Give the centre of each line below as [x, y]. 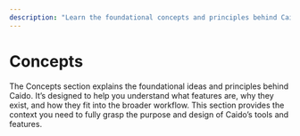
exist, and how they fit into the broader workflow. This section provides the [147, 105]
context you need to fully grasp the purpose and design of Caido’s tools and [149, 114]
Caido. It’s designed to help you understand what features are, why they [142, 95]
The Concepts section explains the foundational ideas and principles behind [149, 86]
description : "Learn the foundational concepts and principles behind [143, 17]
